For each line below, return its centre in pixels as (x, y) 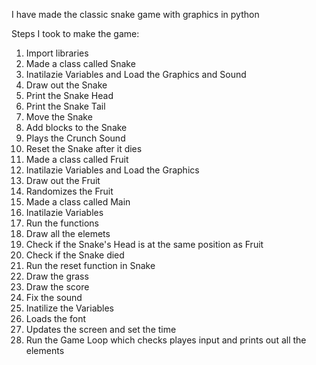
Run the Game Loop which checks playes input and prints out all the (166, 340)
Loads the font (55, 318)
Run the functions (62, 223)
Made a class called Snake (80, 63)
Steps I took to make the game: (75, 33)
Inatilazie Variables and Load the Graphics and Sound (136, 74)
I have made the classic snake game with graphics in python (135, 14)
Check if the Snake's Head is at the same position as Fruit (144, 244)
